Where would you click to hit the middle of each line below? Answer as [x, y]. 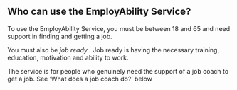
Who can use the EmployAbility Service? [99, 12]
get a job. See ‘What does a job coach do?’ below [80, 79]
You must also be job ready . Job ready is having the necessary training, [113, 50]
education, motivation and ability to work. [68, 57]
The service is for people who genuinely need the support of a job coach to [118, 71]
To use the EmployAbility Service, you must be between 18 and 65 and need [119, 28]
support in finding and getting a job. [60, 36]
